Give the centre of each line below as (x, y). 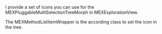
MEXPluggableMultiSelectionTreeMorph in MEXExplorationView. (72, 12)
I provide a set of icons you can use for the (50, 7)
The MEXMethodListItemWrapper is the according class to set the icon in (81, 22)
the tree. (14, 27)
